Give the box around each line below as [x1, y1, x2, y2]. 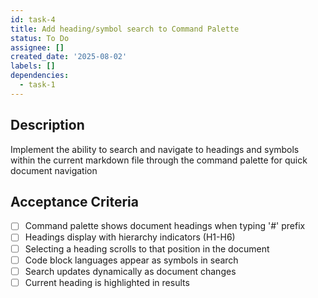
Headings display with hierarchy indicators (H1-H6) [24, 231, 236, 243]
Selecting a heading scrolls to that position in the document [24, 242, 270, 255]
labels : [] [10, 61, 56, 71]
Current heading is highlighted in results [24, 276, 190, 288]
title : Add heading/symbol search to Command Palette [10, 24, 240, 34]
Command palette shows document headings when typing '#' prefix [24, 220, 306, 232]
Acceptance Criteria [10, 193, 139, 210]
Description [10, 117, 85, 134]
